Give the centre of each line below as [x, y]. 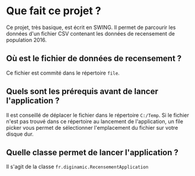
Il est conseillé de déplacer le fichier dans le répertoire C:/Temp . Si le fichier [98, 115]
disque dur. [20, 134]
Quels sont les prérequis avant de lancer [82, 92]
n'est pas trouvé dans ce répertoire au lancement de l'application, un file [95, 121]
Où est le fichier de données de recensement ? [94, 58]
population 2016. [26, 40]
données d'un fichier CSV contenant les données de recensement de [90, 33]
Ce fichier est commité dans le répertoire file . [63, 73]
